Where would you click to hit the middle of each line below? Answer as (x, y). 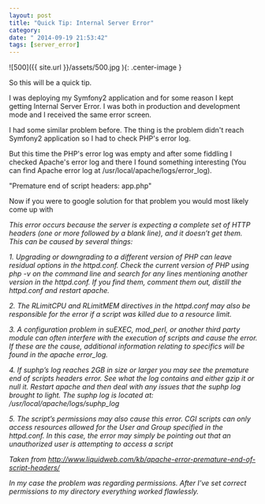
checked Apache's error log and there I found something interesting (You (128, 162)
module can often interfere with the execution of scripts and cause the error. (133, 338)
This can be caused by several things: (71, 242)
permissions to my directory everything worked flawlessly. (104, 491)
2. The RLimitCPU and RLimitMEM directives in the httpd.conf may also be (130, 306)
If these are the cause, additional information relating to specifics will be (127, 346)
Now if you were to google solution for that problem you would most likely (129, 201)
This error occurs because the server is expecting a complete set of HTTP (130, 225)
